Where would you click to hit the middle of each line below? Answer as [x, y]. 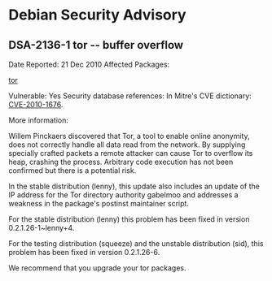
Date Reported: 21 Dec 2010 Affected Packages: [89, 64]
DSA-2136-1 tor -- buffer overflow [96, 45]
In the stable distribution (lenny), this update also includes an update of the [134, 186]
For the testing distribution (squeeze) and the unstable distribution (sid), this [136, 244]
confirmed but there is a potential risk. [72, 171]
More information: [39, 120]
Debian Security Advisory [97, 15]
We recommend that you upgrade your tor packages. [97, 268]
